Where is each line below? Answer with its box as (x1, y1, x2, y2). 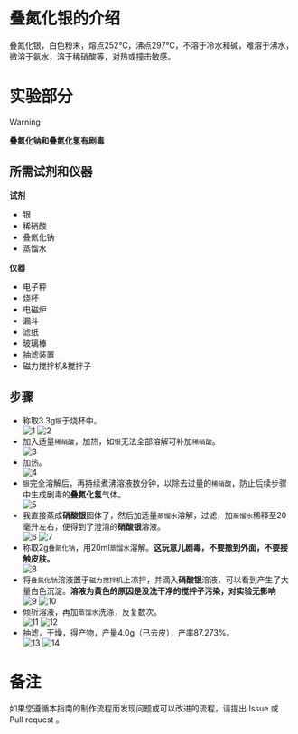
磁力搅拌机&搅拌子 (22, 360, 92, 371)
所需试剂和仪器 (9, 164, 93, 180)
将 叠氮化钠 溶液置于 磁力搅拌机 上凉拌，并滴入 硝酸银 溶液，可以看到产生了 (22, 574, 282, 585)
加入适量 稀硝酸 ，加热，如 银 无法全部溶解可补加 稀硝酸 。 (22, 435, 221, 447)
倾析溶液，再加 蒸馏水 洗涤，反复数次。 (22, 606, 163, 617)
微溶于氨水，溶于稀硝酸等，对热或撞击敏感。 (9, 51, 176, 61)
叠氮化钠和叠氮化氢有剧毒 (9, 135, 105, 145)
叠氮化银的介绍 (9, 8, 121, 29)
